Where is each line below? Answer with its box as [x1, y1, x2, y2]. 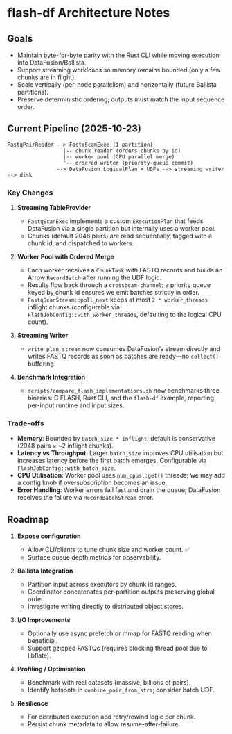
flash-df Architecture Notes [7, 5, 170, 21]
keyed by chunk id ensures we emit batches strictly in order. [27, 288, 199, 297]
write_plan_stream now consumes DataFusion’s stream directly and [27, 345, 220, 353]
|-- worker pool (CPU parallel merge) [62, 153, 175, 161]
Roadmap [7, 513, 50, 525]
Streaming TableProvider [17, 204, 91, 212]
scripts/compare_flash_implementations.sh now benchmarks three [27, 386, 220, 395]
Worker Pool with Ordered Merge [17, 252, 114, 261]
